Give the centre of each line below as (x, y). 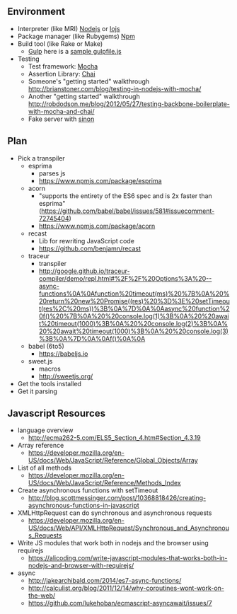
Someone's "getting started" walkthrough (89, 81)
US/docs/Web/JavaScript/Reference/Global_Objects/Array (113, 460)
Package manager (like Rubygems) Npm (76, 36)
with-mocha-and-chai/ (61, 111)
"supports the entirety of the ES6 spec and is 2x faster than (125, 196)
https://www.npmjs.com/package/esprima (100, 180)
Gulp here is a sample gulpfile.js (75, 51)
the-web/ (42, 596)
